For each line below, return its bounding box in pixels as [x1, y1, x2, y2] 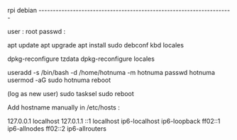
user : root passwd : [7, 28, 66, 35]
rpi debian [7, 6, 38, 14]
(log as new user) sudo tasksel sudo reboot [7, 90, 135, 98]
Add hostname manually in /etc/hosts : [7, 103, 121, 112]
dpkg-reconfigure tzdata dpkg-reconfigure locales [7, 54, 155, 63]
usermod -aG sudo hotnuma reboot [7, 76, 111, 84]
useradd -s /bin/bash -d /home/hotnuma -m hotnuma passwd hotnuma [7, 69, 215, 76]
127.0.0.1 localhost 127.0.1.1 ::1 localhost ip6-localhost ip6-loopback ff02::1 [7, 117, 221, 125]
